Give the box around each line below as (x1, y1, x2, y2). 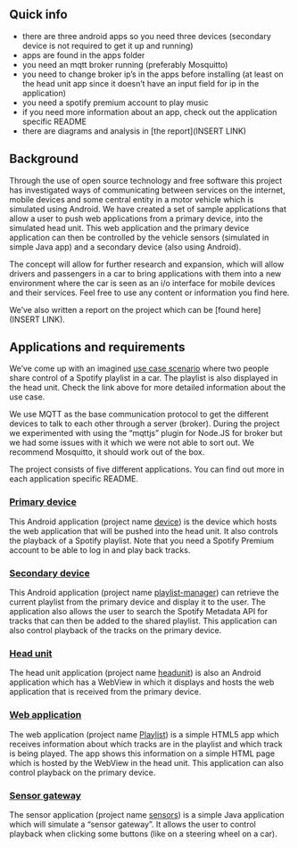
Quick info (9, 7, 69, 22)
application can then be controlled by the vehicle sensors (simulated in (9, 232, 269, 243)
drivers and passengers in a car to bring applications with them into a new (9, 268, 282, 279)
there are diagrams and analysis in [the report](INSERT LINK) (21, 125, 247, 136)
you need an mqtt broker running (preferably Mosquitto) (21, 59, 228, 70)
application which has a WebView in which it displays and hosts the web (9, 677, 275, 687)
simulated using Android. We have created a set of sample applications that (9, 203, 287, 214)
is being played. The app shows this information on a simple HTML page (9, 748, 275, 759)
